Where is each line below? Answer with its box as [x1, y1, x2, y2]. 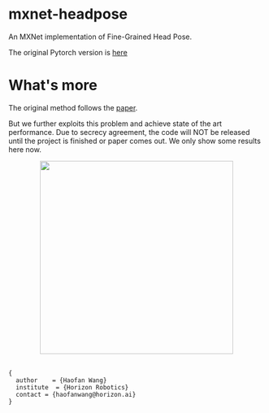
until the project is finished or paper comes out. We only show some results [8, 136, 262, 146]
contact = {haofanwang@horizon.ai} [15, 390, 137, 398]
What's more [8, 76, 98, 94]
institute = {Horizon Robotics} [15, 383, 129, 391]
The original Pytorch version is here [8, 47, 128, 57]
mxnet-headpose [8, 5, 128, 24]
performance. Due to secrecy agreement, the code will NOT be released [8, 127, 250, 137]
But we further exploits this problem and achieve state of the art [8, 119, 222, 128]
